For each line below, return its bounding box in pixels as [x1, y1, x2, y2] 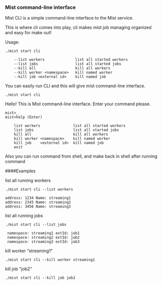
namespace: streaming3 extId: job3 [7, 239, 80, 244]
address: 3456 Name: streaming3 [5, 204, 71, 209]
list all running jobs [5, 213, 43, 219]
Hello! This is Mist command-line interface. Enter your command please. [5, 101, 151, 107]
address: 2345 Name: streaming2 [5, 200, 71, 205]
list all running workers [5, 178, 51, 184]
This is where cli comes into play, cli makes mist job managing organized [5, 24, 152, 30]
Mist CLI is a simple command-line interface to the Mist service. [5, 15, 134, 21]
